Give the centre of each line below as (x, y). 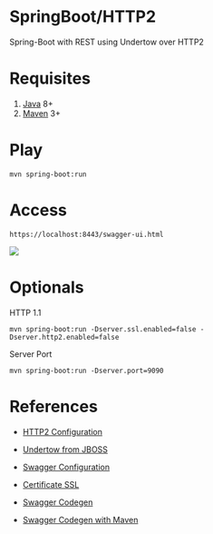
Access (39, 210)
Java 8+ (38, 104)
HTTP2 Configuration (62, 431)
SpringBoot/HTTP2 (83, 17)
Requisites (50, 79)
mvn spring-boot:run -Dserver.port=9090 (87, 371)
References (53, 406)
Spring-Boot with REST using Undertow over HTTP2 (106, 42)
